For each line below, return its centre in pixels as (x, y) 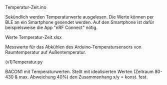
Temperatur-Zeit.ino (26, 7)
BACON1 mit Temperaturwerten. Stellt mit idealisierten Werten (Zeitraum (79, 71)
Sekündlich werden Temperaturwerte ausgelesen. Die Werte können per (79, 17)
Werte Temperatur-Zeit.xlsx (33, 37)
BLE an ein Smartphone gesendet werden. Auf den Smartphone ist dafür (80, 22)
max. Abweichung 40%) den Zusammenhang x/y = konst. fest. (83, 77)
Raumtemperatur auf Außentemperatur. (46, 52)
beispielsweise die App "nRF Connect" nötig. (51, 27)
